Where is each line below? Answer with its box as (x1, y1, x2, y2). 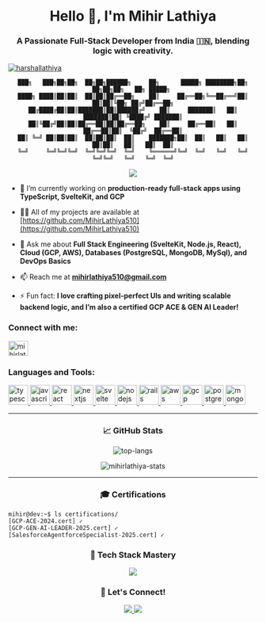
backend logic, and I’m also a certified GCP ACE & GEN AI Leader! (19, 303, 239, 312)
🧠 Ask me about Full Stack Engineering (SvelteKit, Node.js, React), (19, 239, 241, 249)
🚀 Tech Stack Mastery (89, 549, 177, 560)
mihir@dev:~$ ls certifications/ (8, 510, 119, 518)
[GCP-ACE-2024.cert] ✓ (8, 517, 83, 525)
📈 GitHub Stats (102, 425, 164, 436)
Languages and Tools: (8, 366, 95, 377)
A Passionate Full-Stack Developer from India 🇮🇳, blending (16, 36, 250, 47)
